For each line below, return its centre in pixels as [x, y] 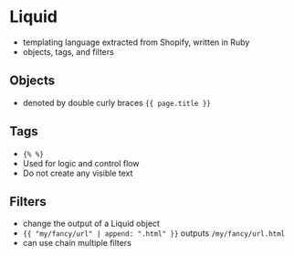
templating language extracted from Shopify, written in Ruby [136, 42]
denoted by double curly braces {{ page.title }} [117, 102]
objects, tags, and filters [68, 51]
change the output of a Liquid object [91, 224]
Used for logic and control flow [81, 163]
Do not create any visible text [78, 173]
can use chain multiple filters [77, 243]
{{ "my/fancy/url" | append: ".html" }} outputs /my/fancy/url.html [154, 233]
